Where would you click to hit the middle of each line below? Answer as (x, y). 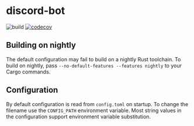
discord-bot (36, 11)
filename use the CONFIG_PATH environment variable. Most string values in (94, 110)
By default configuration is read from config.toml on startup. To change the (97, 104)
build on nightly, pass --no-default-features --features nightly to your (94, 65)
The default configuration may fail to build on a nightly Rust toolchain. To (93, 59)
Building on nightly (41, 45)
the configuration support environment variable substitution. (78, 116)
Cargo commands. (28, 72)
